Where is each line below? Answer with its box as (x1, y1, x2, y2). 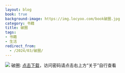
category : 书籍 (5, 21, 35, 26)
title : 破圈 (5, 25, 28, 30)
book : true (5, 12, 27, 17)
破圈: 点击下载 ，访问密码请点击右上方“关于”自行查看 (11, 62, 117, 68)
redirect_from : (5, 44, 36, 49)
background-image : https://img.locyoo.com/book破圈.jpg (5, 16, 120, 21)
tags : (5, 30, 16, 35)
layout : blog (5, 7, 32, 12)
